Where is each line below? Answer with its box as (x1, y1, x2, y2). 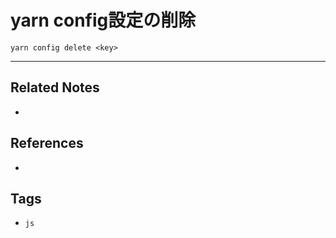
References (10, 135, 84, 152)
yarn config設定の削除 (10, 9, 197, 32)
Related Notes (10, 79, 100, 96)
